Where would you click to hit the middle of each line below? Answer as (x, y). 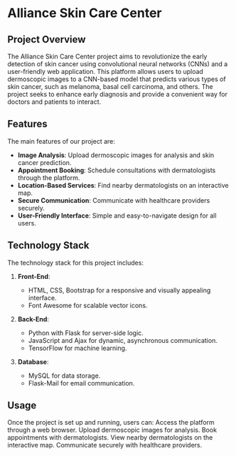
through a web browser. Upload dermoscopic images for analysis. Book (112, 430)
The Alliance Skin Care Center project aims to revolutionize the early (107, 56)
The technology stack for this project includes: (76, 263)
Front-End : (34, 276)
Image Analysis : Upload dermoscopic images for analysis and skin (116, 155)
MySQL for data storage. (64, 376)
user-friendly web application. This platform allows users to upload (106, 71)
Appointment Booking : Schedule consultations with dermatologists (117, 170)
